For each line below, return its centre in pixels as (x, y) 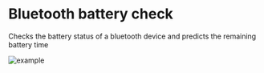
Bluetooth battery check (91, 14)
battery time (28, 44)
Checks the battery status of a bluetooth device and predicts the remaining (132, 36)
